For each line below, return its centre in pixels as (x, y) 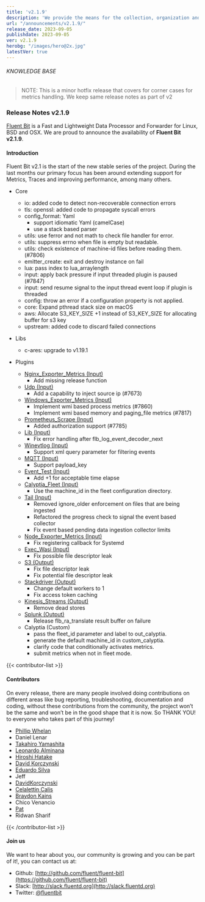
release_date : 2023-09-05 (39, 29)
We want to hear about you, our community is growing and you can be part (101, 854)
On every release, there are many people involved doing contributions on (98, 693)
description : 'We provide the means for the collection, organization (98, 18)
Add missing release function (70, 380)
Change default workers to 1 (69, 588)
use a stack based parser (65, 229)
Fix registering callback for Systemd (79, 543)
